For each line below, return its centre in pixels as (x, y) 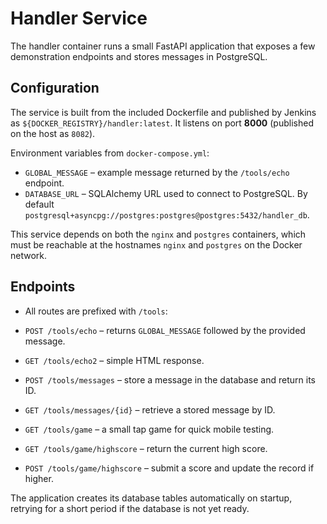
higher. (39, 478)
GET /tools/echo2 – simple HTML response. (114, 360)
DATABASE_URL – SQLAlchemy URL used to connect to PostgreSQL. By (166, 193)
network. (29, 255)
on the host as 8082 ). (53, 133)
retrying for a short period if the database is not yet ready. (130, 508)
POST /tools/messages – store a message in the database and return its (170, 379)
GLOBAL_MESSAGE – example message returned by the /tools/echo (157, 172)
